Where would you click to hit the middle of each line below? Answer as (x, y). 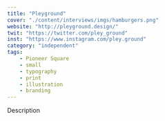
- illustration (41, 84)
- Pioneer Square (45, 59)
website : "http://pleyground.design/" (63, 26)
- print (30, 78)
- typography (38, 71)
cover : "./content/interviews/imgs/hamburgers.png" (83, 20)
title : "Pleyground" (37, 13)
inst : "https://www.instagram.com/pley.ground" (77, 39)
